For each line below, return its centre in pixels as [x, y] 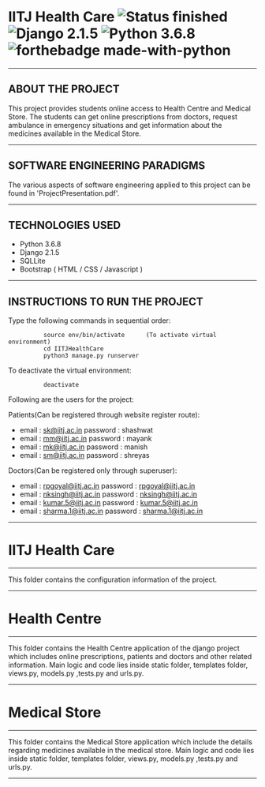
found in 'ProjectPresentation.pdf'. [64, 193]
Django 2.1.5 [39, 253]
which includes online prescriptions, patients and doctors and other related [130, 657]
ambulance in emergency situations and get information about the [115, 125]
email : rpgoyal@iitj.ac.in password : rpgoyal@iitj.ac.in [107, 486]
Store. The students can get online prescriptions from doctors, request [123, 116]
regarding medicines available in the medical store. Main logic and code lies [131, 750]
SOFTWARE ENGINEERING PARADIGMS [107, 166]
